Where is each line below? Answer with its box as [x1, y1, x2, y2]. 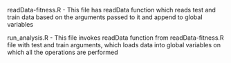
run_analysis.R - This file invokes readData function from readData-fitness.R [7, 34, 224, 42]
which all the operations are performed [7, 48, 118, 56]
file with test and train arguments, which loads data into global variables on [7, 41, 221, 49]
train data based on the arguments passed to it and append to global [7, 13, 203, 21]
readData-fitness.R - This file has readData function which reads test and [7, 6, 216, 14]
